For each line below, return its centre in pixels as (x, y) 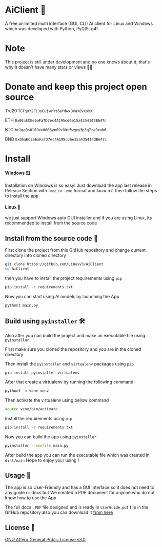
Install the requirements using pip (39, 419)
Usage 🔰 (18, 476)
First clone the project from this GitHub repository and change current (75, 250)
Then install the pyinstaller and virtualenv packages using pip (70, 364)
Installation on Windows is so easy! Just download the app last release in (79, 185)
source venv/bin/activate (31, 409)
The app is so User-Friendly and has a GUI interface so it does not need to (80, 487)
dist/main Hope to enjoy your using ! (42, 460)
